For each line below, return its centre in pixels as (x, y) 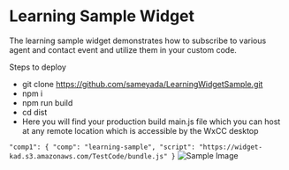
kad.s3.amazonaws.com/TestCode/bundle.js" (88, 156)
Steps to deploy (38, 67)
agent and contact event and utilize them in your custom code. (123, 49)
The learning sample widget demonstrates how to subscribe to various (138, 41)
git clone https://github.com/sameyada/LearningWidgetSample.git (142, 84)
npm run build (47, 102)
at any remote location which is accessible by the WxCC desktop (140, 130)
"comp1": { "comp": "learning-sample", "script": (103, 147)
